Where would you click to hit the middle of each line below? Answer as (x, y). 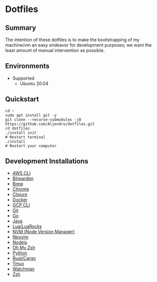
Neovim (20, 237)
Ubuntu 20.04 (34, 83)
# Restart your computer (31, 146)
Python (20, 253)
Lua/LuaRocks (27, 226)
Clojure (20, 194)
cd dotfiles (17, 128)
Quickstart (22, 99)
